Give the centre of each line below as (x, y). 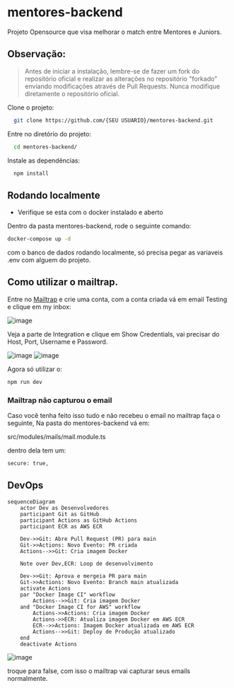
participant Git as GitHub (60, 514)
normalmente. (28, 678)
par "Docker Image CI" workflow (68, 595)
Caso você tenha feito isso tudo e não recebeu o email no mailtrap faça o (114, 416)
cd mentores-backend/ (46, 147)
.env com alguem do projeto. (49, 260)
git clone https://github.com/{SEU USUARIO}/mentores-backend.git (113, 120)
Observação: (36, 54)
